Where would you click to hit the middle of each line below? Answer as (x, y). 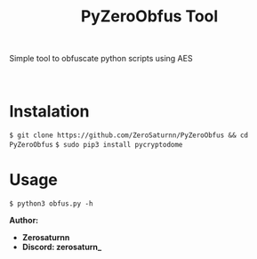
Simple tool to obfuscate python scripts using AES (101, 58)
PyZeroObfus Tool (149, 16)
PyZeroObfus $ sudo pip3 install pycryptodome (96, 144)
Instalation (49, 112)
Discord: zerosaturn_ (62, 247)
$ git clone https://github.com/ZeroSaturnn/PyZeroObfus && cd (129, 135)
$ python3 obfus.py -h (51, 203)
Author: (24, 220)
